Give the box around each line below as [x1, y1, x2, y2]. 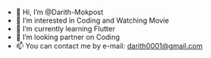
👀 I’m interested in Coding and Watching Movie [15, 16, 169, 25]
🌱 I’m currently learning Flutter [15, 24, 116, 33]
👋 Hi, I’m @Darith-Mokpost [15, 8, 104, 16]
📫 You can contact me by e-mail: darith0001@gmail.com [15, 42, 203, 50]
